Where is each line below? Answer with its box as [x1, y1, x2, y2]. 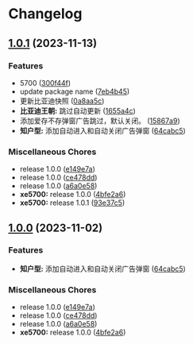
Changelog [8, 5, 83, 23]
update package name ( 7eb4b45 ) [19, 87, 130, 96]
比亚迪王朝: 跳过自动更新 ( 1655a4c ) [19, 106, 137, 115]
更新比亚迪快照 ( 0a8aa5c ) [19, 96, 105, 106]
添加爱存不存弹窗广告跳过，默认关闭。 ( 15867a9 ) [19, 116, 180, 126]
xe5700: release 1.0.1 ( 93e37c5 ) [19, 198, 125, 207]
